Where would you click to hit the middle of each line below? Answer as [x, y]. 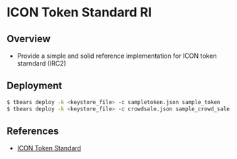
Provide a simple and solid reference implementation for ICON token [117, 56]
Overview [29, 39]
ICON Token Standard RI [79, 12]
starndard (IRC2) [42, 63]
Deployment [35, 86]
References [33, 131]
